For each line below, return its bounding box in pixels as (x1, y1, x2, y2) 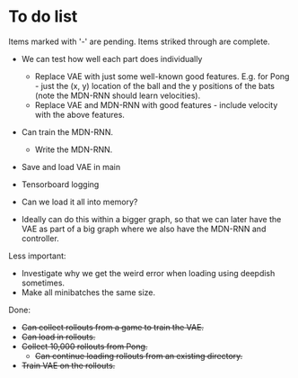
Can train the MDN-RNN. (21, 126, 114, 137)
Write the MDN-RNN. (34, 144, 113, 155)
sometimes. (21, 277, 65, 288)
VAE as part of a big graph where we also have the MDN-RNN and (21, 223, 267, 234)
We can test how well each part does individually (21, 53, 203, 64)
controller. (21, 232, 59, 244)
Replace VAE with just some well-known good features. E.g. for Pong (34, 70, 290, 82)
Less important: (8, 250, 66, 261)
